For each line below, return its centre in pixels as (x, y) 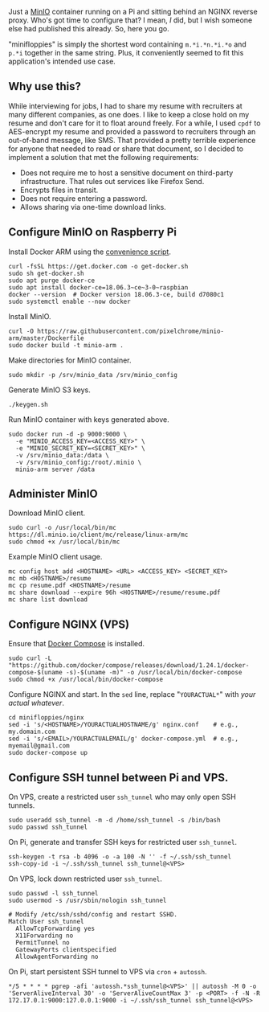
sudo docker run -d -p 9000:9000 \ (68, 434)
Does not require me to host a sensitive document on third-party (126, 173)
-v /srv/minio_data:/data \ (63, 455)
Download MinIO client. (47, 513)
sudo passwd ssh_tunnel (48, 827)
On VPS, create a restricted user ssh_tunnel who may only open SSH (122, 797)
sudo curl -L (30, 658)
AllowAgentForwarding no (57, 957)
